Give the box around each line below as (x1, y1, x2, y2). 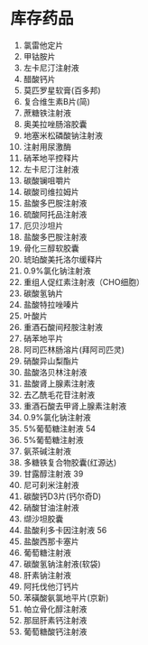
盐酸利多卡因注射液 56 (23, 524, 107, 535)
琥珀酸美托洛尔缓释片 (23, 253, 103, 264)
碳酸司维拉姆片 (23, 186, 79, 197)
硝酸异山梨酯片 (23, 355, 79, 366)
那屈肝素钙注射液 (23, 614, 88, 625)
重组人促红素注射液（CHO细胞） (23, 276, 145, 287)
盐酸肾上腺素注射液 (23, 378, 96, 389)
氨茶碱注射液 (23, 446, 71, 456)
